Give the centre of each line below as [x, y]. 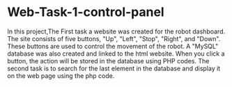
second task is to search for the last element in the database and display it [114, 68]
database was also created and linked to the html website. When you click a [116, 54]
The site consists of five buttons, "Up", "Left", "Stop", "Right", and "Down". [114, 38]
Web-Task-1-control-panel [86, 12]
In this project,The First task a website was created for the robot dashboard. [116, 31]
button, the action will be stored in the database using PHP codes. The [108, 61]
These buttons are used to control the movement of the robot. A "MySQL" [113, 46]
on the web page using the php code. [61, 76]
